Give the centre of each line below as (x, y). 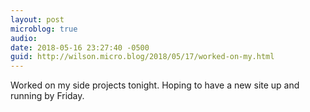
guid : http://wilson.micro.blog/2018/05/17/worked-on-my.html (142, 57)
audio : (24, 38)
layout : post (37, 19)
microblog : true (44, 29)
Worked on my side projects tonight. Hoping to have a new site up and (155, 85)
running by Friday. (47, 96)
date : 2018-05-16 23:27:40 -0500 (80, 47)
